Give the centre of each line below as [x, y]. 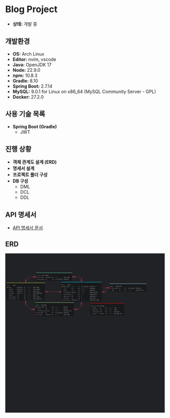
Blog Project [31, 9]
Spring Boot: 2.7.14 [32, 86]
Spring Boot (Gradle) [35, 126]
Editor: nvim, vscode [34, 59]
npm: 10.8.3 [25, 75]
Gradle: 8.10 [25, 81]
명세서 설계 [23, 168]
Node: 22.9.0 [26, 70]
